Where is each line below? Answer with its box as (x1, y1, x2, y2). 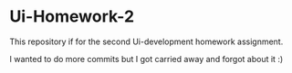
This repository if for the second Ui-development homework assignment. (9, 36, 284, 47)
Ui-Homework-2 (9, 6, 135, 27)
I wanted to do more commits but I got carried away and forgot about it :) (9, 53, 284, 64)
